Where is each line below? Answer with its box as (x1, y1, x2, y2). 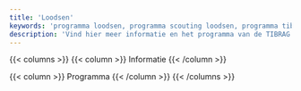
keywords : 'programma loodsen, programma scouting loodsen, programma (9, 21, 279, 30)
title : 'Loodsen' (9, 12, 74, 22)
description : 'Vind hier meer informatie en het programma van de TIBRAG (9, 29, 291, 38)
